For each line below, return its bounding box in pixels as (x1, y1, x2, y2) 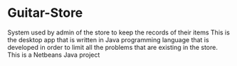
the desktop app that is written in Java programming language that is (7, 35, 209, 44)
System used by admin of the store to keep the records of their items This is (7, 28, 230, 37)
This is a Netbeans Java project (7, 51, 100, 59)
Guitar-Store (7, 5, 83, 21)
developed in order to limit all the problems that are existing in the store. (7, 43, 218, 51)
